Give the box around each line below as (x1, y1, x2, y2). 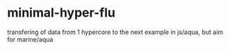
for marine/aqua (7, 35, 54, 43)
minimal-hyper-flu (7, 5, 116, 21)
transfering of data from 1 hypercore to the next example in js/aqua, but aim (7, 28, 224, 36)
